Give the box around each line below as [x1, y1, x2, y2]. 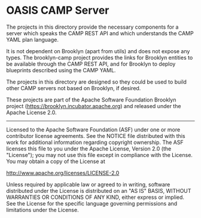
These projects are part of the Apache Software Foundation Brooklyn [6, 96, 176, 103]
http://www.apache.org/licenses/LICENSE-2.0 [6, 169, 120, 176]
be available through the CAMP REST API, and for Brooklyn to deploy [6, 60, 176, 67]
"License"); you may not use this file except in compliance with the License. [6, 151, 193, 158]
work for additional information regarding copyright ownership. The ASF [6, 139, 184, 146]
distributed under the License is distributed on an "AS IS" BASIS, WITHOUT [6, 187, 191, 194]
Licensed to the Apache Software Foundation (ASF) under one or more [6, 126, 181, 133]
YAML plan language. [6, 36, 59, 43]
